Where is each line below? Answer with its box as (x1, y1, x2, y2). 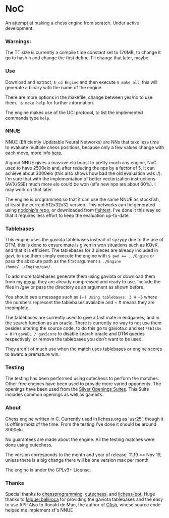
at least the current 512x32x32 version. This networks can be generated (5, 201, 155, 208)
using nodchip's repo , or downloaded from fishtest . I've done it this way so (5, 207, 161, 213)
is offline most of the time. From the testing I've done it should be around (5, 421, 156, 427)
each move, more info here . (5, 150, 63, 156)
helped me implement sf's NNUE (5, 507, 73, 513)
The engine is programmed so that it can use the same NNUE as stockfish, (5, 196, 160, 202)
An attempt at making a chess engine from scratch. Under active (5, 20, 140, 26)
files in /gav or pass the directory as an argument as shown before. (5, 284, 145, 290)
